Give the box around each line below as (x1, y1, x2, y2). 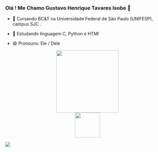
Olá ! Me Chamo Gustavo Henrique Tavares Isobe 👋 (5, 4, 131, 11)
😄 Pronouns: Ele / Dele (12, 40, 60, 46)
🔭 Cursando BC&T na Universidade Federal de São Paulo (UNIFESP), (12, 16, 154, 22)
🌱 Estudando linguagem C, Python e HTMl (12, 31, 99, 37)
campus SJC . (12, 21, 41, 27)
